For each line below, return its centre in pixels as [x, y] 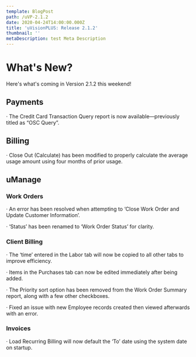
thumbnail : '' [23, 33]
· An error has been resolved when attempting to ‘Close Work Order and [93, 209]
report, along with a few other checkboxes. [58, 296]
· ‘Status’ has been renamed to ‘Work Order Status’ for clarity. [80, 226]
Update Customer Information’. [43, 215]
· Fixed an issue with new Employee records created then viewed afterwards [98, 307]
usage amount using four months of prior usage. [64, 161]
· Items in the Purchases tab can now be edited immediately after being [92, 272]
